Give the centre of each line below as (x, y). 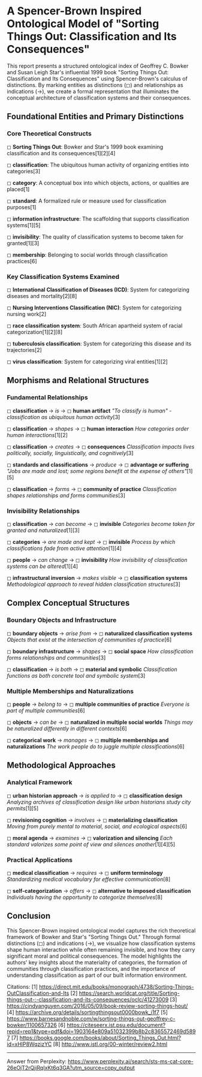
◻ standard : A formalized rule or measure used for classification (87, 201)
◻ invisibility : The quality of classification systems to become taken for (95, 237)
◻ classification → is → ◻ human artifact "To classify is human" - (89, 410)
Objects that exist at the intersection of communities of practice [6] (89, 639)
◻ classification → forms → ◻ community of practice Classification (92, 489)
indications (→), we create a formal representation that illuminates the (93, 91)
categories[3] (24, 171)
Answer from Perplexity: (37, 1061)
